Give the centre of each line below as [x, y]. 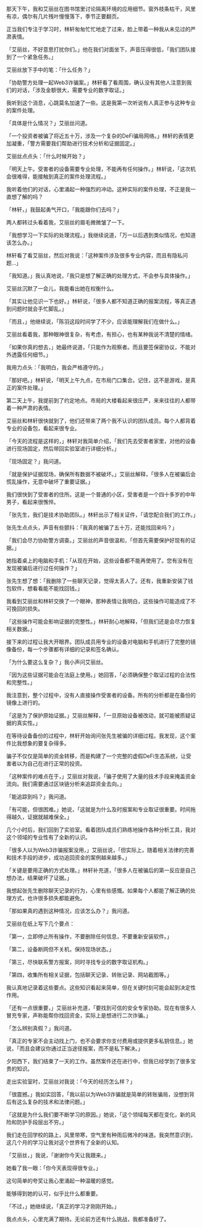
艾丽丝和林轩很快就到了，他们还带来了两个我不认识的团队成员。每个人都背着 [101, 421]
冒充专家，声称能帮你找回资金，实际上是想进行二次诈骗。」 [79, 1015]
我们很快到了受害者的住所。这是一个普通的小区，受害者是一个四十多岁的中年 [101, 494]
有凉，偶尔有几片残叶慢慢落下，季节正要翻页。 [64, 16]
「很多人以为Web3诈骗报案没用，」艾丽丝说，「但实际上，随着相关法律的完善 [100, 850]
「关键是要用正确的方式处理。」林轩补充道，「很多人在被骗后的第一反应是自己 [101, 870]
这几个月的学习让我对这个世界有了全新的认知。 [64, 1142]
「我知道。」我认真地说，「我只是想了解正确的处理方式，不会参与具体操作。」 [100, 276]
